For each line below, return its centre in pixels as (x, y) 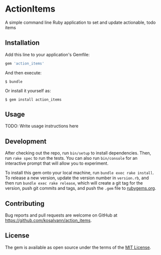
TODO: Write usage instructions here (42, 126)
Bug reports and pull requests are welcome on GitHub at (61, 215)
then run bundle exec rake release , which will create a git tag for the (74, 183)
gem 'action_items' (25, 63)
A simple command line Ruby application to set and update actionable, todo (80, 22)
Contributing (25, 203)
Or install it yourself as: (28, 90)
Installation (22, 43)
